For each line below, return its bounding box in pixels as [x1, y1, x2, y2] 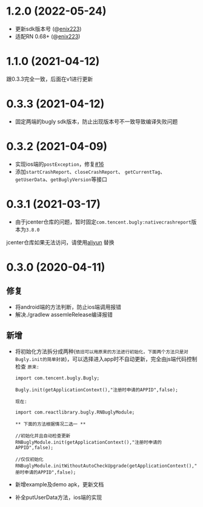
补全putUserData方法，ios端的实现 [15, 494, 102, 501]
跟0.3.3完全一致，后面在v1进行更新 [6, 75, 93, 83]
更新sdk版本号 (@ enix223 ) [15, 25, 82, 32]
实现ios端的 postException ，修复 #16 [15, 160, 104, 168]
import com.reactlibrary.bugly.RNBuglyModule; [15, 409, 135, 415]
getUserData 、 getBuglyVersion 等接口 [15, 175, 107, 183]
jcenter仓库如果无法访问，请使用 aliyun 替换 [6, 238, 115, 246]
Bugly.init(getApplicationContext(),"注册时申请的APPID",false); [15, 387, 179, 393]
